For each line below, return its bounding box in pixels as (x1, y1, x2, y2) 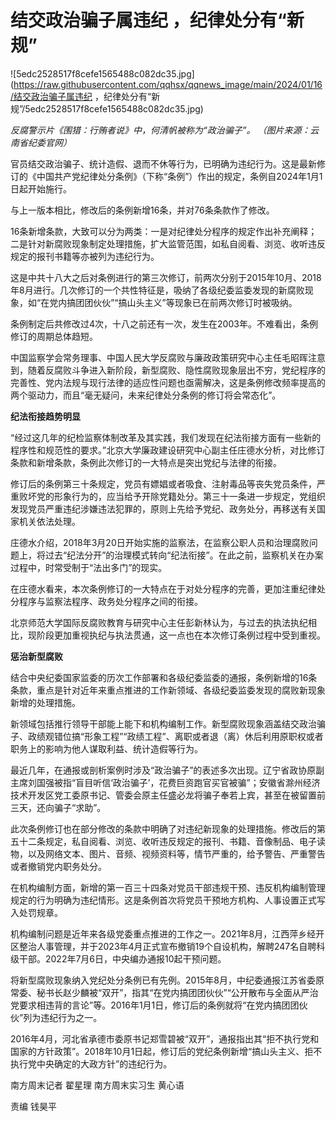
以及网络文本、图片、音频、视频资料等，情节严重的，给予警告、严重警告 (27, 847, 326, 860)
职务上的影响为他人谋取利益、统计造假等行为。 (10, 742, 203, 755)
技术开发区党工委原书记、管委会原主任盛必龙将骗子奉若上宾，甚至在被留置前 (10, 789, 326, 801)
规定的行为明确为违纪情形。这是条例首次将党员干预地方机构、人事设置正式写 (10, 894, 326, 906)
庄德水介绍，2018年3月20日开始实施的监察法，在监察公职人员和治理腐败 (10, 536, 310, 548)
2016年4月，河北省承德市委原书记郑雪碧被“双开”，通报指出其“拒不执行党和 (10, 1032, 320, 1045)
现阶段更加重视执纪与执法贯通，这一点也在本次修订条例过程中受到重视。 (27, 629, 326, 641)
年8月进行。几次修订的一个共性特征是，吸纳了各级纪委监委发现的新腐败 (10, 284, 305, 296)
